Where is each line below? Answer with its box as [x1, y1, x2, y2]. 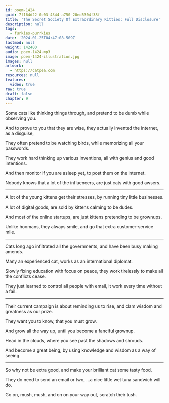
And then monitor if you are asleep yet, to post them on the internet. [5, 170, 146, 176]
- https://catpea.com [10, 68, 55, 73]
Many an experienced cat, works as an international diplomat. [5, 258, 133, 264]
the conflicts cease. [5, 273, 46, 279]
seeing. [5, 353, 21, 359]
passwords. [5, 145, 29, 151]
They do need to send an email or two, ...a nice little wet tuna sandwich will [5, 377, 161, 383]
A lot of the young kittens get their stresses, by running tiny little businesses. [5, 194, 164, 200]
